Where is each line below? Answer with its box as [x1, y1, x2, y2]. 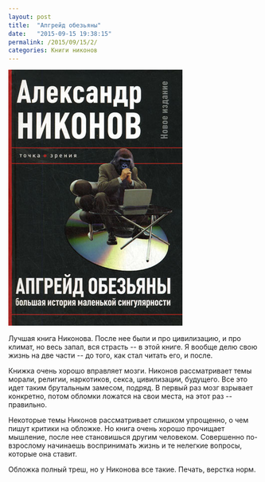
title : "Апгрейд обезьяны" [8, 21, 102, 29]
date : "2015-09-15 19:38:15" [8, 29, 112, 37]
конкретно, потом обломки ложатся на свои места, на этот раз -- [8, 391, 232, 402]
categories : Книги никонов [8, 46, 98, 55]
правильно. [8, 400, 48, 410]
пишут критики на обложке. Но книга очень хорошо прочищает [8, 424, 225, 433]
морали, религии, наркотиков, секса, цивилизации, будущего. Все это [8, 374, 248, 384]
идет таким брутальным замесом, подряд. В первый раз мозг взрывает [8, 383, 253, 393]
